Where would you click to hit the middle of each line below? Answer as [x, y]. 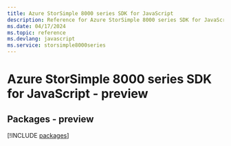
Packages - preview [51, 119]
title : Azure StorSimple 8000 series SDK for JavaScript [90, 13]
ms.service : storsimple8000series [57, 45]
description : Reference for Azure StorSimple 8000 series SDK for [104, 20]
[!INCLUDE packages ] [38, 135]
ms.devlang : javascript [41, 39]
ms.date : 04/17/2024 [37, 26]
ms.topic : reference [37, 33]
